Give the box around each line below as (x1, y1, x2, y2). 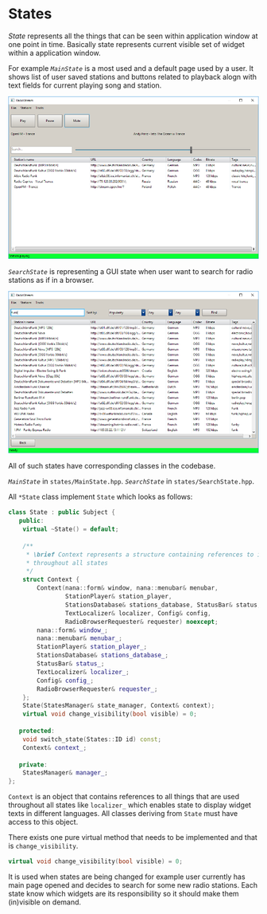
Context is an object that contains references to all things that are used (8, 792, 240, 802)
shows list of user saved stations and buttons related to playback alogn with (8, 72, 257, 81)
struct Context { (22, 575, 80, 584)
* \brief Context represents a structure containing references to (25, 551, 254, 559)
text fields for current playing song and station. (8, 80, 162, 90)
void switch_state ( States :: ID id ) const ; (22, 735, 161, 743)
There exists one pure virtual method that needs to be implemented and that (8, 833, 258, 842)
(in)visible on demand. (8, 897, 82, 907)
